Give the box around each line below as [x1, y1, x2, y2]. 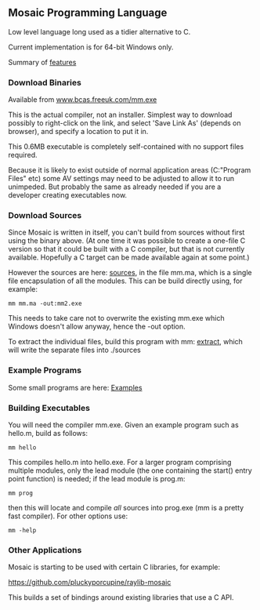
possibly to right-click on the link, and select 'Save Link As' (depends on [8, 118, 241, 128]
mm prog [8, 489, 34, 497]
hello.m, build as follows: [8, 429, 88, 438]
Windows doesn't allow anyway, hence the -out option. [8, 321, 186, 332]
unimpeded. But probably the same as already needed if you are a [8, 182, 222, 191]
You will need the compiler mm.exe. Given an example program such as [8, 420, 239, 430]
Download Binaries [8, 77, 82, 88]
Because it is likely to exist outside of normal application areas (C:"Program [8, 165, 251, 175]
